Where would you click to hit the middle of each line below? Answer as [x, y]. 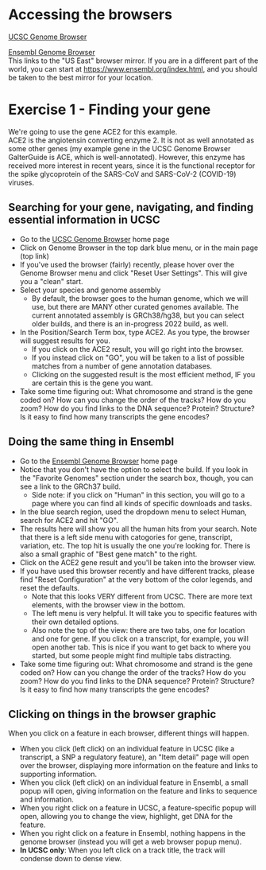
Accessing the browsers [91, 15]
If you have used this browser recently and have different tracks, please [137, 571]
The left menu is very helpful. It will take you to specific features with [144, 613]
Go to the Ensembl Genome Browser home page [99, 461]
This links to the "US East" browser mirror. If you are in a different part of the [133, 60]
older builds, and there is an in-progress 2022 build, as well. [130, 323]
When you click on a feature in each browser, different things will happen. [129, 733]
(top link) [35, 256]
